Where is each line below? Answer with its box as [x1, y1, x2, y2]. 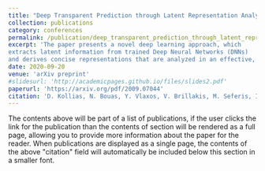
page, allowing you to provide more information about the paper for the [8, 131, 239, 140]
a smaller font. [8, 155, 55, 165]
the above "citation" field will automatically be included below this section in [8, 147, 256, 157]
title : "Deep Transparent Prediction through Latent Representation [8, 11, 238, 20]
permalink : [8, 33, 44, 42]
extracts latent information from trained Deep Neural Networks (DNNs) [8, 48, 248, 56]
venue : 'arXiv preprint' [8, 70, 90, 78]
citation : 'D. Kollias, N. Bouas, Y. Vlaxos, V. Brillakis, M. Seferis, [8, 92, 252, 100]
